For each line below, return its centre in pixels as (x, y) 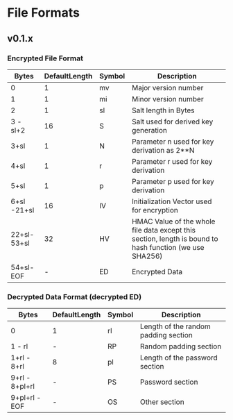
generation (149, 130)
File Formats (43, 13)
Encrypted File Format (45, 58)
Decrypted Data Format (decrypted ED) (75, 296)
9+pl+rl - (26, 398)
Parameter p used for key (173, 181)
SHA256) (147, 256)
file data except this (164, 230)
